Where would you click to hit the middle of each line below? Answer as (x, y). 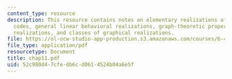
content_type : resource (41, 13)
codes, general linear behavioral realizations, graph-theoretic (109, 26)
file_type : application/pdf (48, 45)
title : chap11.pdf (33, 58)
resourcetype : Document (41, 52)
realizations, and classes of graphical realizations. (94, 33)
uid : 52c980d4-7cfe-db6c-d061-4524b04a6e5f (71, 65)
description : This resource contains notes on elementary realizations (112, 20)
